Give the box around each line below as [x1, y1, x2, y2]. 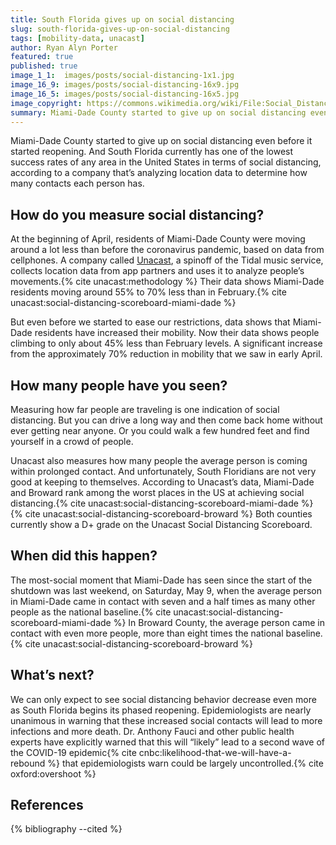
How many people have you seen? [10, 377, 228, 394]
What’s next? [10, 667, 95, 684]
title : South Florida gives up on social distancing [10, 14, 235, 25]
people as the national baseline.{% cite [10, 606, 172, 618]
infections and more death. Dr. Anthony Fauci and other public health [10, 725, 295, 737]
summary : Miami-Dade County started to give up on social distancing [10, 107, 307, 118]
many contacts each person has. [10, 177, 145, 190]
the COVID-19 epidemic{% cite [10, 746, 137, 758]
